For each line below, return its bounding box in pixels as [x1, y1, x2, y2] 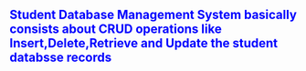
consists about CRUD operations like [9, 22, 222, 37]
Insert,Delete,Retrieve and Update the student [9, 35, 279, 51]
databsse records [9, 50, 112, 66]
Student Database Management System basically [9, 7, 297, 23]
